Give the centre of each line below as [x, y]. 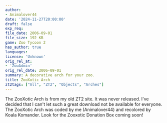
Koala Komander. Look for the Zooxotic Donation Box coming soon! [74, 115]
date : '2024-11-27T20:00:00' [35, 19]
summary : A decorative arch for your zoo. [50, 75]
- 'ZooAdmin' [19, 66]
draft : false [19, 24]
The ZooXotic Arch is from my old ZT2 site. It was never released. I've [77, 99]
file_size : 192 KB [24, 38]
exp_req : [14, 29]
